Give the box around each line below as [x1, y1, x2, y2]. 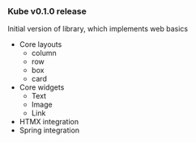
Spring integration [19, 125, 80, 135]
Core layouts [19, 40, 62, 49]
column [31, 48, 58, 58]
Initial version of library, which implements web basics [7, 24, 188, 34]
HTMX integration [19, 117, 79, 127]
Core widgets [19, 82, 65, 92]
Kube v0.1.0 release [7, 6, 87, 17]
